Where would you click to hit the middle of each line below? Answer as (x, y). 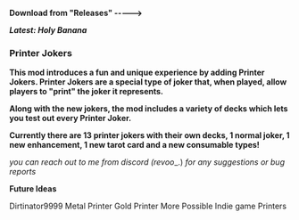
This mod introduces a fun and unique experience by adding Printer (137, 73)
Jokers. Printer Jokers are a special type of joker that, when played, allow (148, 82)
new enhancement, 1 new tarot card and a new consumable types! (135, 145)
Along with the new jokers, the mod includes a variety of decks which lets (149, 109)
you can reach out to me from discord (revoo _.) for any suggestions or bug (147, 162)
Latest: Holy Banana (48, 30)
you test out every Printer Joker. (71, 118)
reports (23, 172)
